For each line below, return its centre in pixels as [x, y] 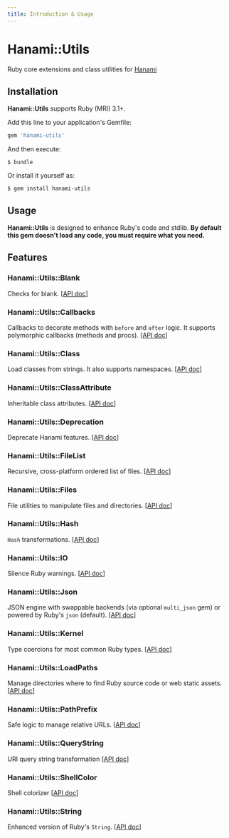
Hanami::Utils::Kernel [46, 634]
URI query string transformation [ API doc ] [68, 759]
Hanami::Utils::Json [43, 592]
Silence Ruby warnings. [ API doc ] [56, 574]
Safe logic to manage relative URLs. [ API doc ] [74, 725]
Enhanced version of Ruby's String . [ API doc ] [74, 827]
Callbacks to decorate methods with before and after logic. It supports [111, 328]
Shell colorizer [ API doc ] [43, 792]
